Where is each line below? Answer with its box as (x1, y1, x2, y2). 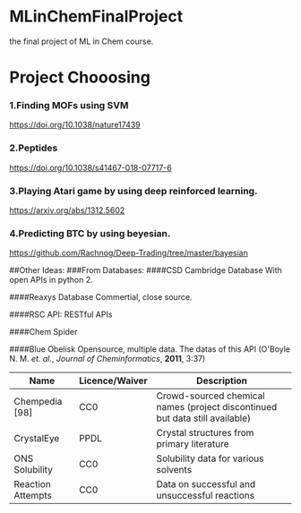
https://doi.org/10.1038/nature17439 (9, 119, 141, 131)
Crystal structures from (156, 427, 254, 440)
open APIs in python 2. (9, 275, 94, 286)
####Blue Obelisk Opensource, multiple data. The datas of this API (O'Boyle (9, 344, 291, 355)
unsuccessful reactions (156, 490, 255, 502)
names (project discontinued (156, 401, 278, 414)
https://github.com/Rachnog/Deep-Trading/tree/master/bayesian (9, 248, 248, 259)
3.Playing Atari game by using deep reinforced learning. (9, 184, 258, 197)
